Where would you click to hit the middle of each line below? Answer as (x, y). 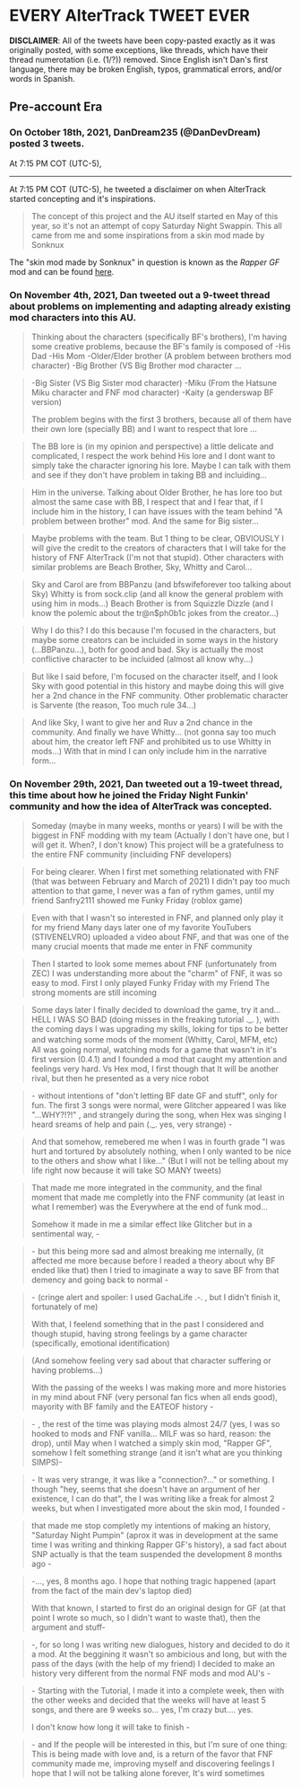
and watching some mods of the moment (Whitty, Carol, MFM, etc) (154, 1040)
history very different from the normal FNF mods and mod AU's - (151, 1673)
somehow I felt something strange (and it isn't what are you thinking (157, 1453)
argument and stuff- (68, 1627)
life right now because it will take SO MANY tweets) (126, 1171)
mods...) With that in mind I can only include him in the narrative (149, 751)
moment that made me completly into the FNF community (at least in (158, 1197)
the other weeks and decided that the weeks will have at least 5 (148, 1700)
